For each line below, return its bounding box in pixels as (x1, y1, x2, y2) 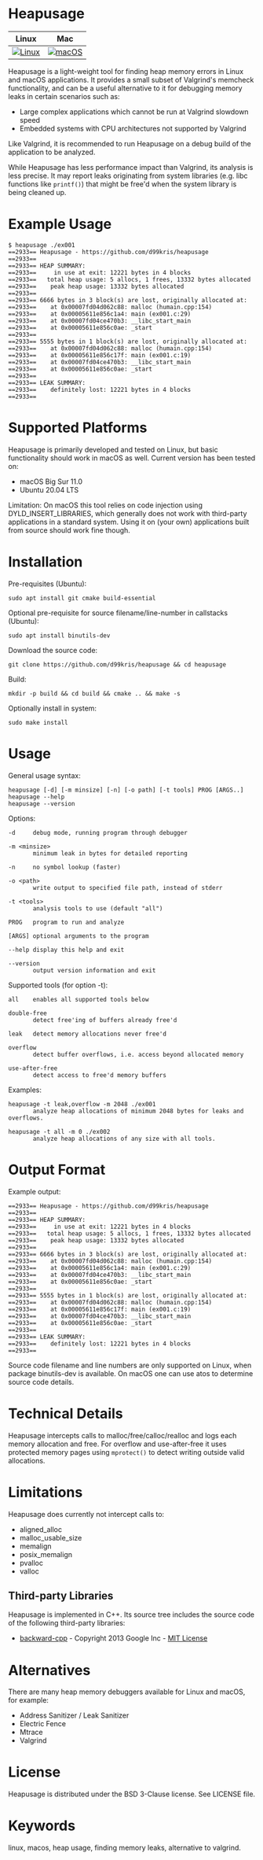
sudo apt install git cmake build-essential (8, 594, 156, 602)
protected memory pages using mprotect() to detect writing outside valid (8, 1447, 245, 1456)
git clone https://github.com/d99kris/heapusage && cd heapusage (8, 660, 226, 669)
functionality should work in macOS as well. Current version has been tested (8, 453, 256, 463)
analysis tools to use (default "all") (32, 904, 163, 913)
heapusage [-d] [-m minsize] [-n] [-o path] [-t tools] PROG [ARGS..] (8, 786, 244, 794)
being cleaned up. (8, 187, 67, 197)
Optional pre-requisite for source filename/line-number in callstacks (8, 607, 228, 618)
